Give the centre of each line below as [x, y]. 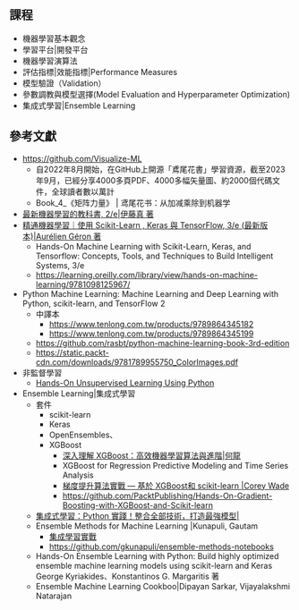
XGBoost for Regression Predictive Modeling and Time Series [175, 465]
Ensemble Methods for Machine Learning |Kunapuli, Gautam [147, 526]
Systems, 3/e [60, 265]
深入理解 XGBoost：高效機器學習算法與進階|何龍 [152, 455]
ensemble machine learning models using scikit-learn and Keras [154, 565]
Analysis [78, 475]
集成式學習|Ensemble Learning [79, 106]
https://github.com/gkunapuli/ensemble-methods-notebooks [162, 546]
